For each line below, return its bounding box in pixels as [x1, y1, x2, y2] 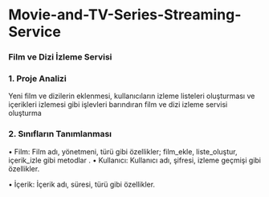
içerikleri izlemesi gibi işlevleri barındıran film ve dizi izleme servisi [8, 100, 228, 109]
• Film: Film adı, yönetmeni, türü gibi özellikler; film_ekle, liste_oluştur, [8, 146, 238, 156]
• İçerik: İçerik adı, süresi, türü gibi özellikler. [8, 179, 155, 189]
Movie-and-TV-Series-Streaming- [8, 6, 242, 24]
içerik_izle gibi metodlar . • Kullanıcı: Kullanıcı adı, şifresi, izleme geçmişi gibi [8, 155, 261, 165]
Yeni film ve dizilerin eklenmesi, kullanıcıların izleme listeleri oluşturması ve [8, 91, 255, 101]
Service [8, 23, 62, 41]
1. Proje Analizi [8, 73, 67, 84]
